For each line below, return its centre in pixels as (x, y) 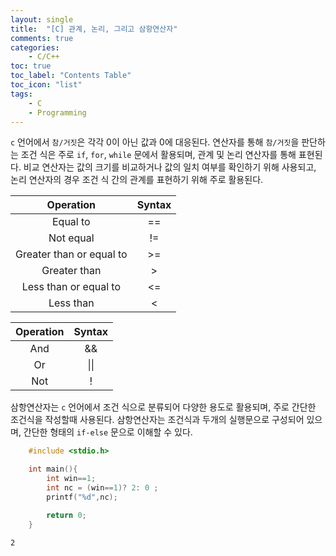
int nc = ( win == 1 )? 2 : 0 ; (102, 488)
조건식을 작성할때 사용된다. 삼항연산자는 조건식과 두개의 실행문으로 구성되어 (157, 420)
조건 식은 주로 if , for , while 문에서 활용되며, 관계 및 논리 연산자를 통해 (158, 155)
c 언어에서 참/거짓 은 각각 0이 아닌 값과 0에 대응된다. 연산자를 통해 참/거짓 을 (155, 142)
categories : (35, 47)
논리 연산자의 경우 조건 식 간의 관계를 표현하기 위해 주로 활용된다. (137, 180)
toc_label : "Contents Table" (71, 76)
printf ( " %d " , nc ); (82, 497)
